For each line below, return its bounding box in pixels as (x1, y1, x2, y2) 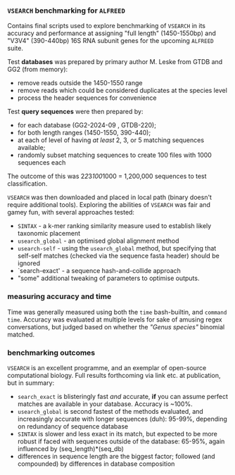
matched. (7, 330, 35, 338)
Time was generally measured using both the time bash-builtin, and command (7, 308, 227, 316)
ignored (17, 259, 41, 267)
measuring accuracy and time (7, 291, 112, 301)
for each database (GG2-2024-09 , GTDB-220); (17, 121, 157, 129)
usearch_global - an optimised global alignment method (17, 236, 179, 245)
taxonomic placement (17, 229, 81, 238)
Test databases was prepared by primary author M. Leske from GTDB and (7, 58, 223, 66)
